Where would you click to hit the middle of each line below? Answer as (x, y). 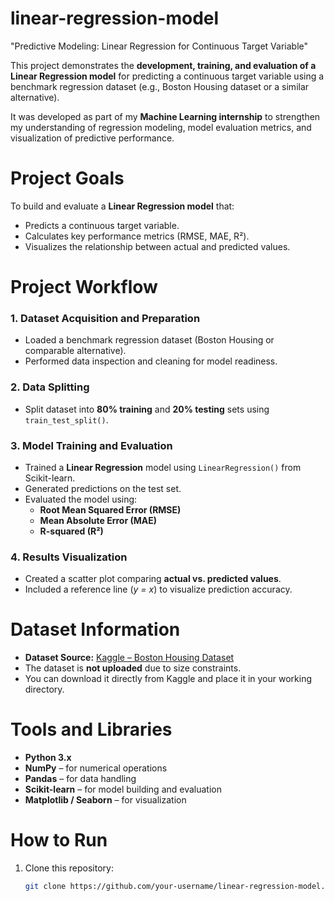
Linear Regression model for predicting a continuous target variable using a (167, 76)
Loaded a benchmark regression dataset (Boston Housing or (149, 340)
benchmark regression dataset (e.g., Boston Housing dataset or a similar (160, 86)
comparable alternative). (75, 351)
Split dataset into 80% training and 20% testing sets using (147, 409)
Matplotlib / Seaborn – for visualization (105, 800)
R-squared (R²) (71, 531)
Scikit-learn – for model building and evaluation (123, 789)
